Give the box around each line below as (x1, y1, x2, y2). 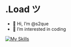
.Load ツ (5, 4, 41, 15)
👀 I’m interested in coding (12, 26, 66, 32)
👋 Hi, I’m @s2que (12, 20, 49, 27)
